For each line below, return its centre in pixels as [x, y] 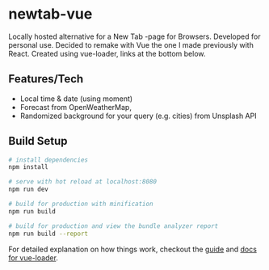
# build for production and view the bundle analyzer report [113, 226]
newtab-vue [50, 14]
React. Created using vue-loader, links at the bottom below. [107, 53]
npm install [28, 167]
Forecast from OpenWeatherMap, [76, 107]
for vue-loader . [34, 257]
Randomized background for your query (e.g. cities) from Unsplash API [138, 116]
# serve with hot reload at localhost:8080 [83, 182]
